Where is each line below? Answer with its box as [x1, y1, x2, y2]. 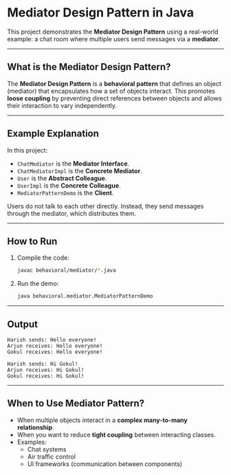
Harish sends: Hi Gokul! [7, 360, 78, 367]
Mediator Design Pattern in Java [7, 5, 195, 21]
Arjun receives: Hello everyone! [7, 342, 103, 349]
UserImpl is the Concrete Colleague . [16, 181, 122, 190]
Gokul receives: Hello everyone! [7, 349, 103, 355]
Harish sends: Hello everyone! [7, 336, 97, 343]
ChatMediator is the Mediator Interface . [16, 159, 130, 168]
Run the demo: [16, 280, 59, 288]
